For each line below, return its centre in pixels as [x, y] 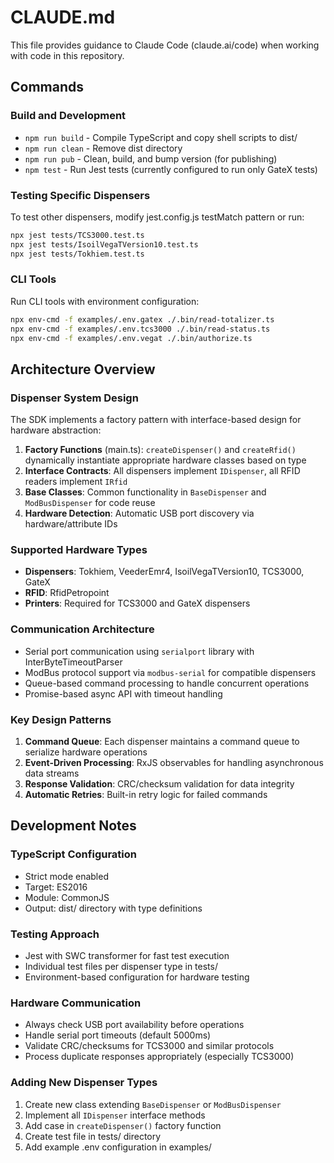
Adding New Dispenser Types [84, 1083]
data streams [52, 773]
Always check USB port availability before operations [134, 1025]
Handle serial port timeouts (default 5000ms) [118, 1035]
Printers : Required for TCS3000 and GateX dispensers [137, 603]
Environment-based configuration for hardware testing [137, 977]
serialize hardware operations [86, 752]
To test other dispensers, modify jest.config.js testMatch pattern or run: [157, 217]
